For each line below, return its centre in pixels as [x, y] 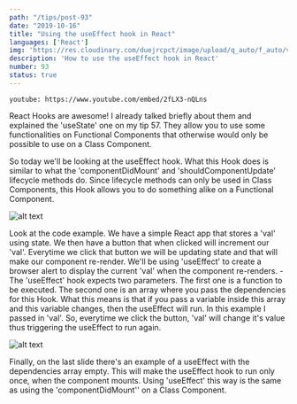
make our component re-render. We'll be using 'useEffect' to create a [136, 261]
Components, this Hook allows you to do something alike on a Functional [141, 189]
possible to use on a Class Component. [80, 144]
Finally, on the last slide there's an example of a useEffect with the [129, 361]
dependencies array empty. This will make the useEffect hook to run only [142, 371]
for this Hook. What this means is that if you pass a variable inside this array [147, 299]
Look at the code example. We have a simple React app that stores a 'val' [142, 233]
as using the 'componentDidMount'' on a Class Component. [118, 390]
